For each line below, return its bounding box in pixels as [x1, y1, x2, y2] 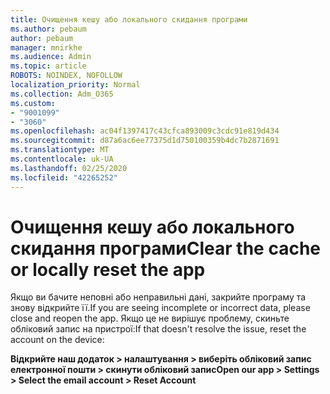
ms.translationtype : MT [10, 145, 110, 155]
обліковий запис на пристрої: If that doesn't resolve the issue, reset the [10, 323, 307, 335]
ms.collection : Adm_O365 [10, 89, 114, 99]
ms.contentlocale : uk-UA [10, 154, 114, 164]
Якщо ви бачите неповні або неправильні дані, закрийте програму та [10, 291, 307, 303]
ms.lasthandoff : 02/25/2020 [10, 163, 128, 173]
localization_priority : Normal [10, 80, 141, 90]
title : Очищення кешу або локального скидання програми [10, 14, 248, 25]
